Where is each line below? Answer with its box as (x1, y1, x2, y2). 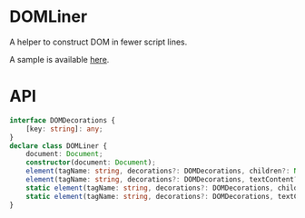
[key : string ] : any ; (25, 124, 103, 134)
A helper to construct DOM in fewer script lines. (9, 36, 188, 47)
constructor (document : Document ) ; (25, 158, 156, 167)
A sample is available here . (9, 54, 110, 64)
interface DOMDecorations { (9, 115, 116, 124)
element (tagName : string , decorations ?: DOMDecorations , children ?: (25, 166, 290, 176)
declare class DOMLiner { (9, 141, 107, 151)
